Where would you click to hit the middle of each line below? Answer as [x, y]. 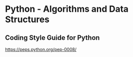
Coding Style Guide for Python [53, 38]
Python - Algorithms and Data [67, 9]
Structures [27, 19]
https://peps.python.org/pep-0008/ [41, 49]
